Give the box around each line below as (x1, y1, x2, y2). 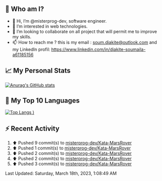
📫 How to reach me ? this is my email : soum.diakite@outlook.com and (12, 39, 157, 45)
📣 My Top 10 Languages (5, 97, 80, 105)
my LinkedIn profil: (12, 46, 50, 52)
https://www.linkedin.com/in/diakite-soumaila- (51, 46, 146, 52)
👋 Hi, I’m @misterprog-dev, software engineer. (12, 18, 107, 24)
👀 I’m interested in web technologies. (12, 23, 88, 29)
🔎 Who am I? (5, 5, 44, 13)
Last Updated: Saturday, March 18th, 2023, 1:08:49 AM (5, 171, 117, 177)
